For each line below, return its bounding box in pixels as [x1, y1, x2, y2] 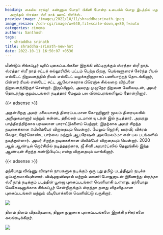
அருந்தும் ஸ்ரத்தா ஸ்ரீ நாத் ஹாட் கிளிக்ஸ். [9, 12, 82, 17]
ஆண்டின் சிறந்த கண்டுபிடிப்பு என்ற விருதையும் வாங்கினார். [5, 148, 114, 154]
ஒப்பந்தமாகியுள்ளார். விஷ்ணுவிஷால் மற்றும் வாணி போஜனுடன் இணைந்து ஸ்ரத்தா [5, 173, 158, 179]
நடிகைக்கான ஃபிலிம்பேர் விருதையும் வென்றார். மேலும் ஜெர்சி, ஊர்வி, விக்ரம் [5, 126, 147, 132]
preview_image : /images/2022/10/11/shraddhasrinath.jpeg [5, 16, 124, 21]
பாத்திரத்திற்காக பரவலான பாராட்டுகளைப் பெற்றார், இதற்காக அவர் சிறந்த [5, 120, 141, 126]
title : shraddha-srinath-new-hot [5, 44, 74, 49]
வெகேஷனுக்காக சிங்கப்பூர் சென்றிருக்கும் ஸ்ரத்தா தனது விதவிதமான [5, 184, 134, 190]
